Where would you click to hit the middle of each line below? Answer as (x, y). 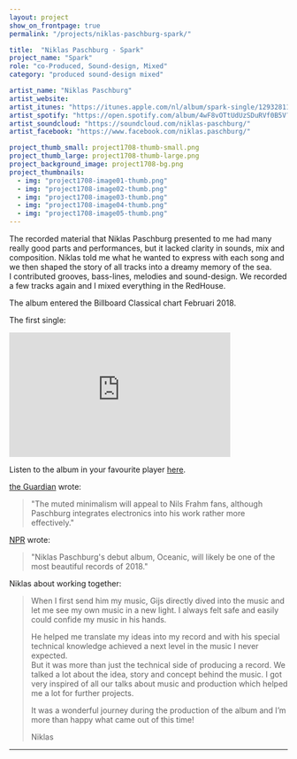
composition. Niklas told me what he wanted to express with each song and (147, 257)
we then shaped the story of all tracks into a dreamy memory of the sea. (141, 267)
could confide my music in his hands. (99, 620)
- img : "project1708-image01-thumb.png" (92, 181)
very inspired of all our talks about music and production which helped (159, 684)
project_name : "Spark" (51, 58)
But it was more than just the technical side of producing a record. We (158, 665)
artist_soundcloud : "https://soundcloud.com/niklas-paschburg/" (130, 124)
